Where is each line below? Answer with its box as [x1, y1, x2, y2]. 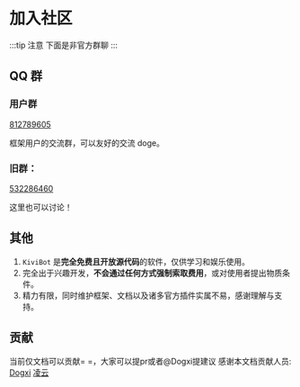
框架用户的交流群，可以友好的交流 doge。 [9, 137, 164, 148]
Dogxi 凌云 [9, 366, 49, 378]
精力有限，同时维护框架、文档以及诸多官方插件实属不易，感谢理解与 [22, 290, 275, 301]
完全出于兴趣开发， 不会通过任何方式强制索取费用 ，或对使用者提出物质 [22, 267, 283, 278]
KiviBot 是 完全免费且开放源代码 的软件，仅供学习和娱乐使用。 [22, 256, 250, 266]
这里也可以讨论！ [9, 202, 73, 212]
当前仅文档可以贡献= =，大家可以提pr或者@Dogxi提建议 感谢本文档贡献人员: [9, 355, 292, 366]
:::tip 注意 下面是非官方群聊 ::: [9, 40, 119, 50]
